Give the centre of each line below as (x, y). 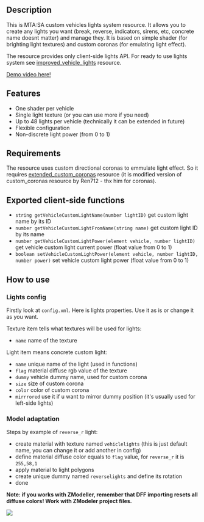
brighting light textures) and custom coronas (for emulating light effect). (97, 44)
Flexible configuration (42, 128)
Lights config (26, 297)
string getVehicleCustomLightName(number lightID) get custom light (102, 215)
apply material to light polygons (55, 470)
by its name (30, 234)
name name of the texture (46, 340)
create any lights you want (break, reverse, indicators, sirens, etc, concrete (100, 31)
